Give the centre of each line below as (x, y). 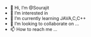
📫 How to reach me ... (34, 29)
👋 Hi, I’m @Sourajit (29, 8)
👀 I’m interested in (29, 13)
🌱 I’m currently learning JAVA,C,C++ (48, 18)
